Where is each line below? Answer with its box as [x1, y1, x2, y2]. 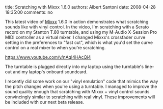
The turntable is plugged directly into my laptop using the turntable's [5, 64, 144, 69]
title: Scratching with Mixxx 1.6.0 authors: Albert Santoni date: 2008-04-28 [5, 4, 156, 10]
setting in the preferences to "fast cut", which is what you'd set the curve [5, 40, 153, 45]
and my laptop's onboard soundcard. [13, 69, 87, 75]
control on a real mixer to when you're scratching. [5, 45, 106, 50]
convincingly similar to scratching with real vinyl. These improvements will [5, 94, 155, 100]
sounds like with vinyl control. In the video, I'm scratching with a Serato [5, 24, 149, 30]
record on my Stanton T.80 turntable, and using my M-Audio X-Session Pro [5, 29, 157, 35]
